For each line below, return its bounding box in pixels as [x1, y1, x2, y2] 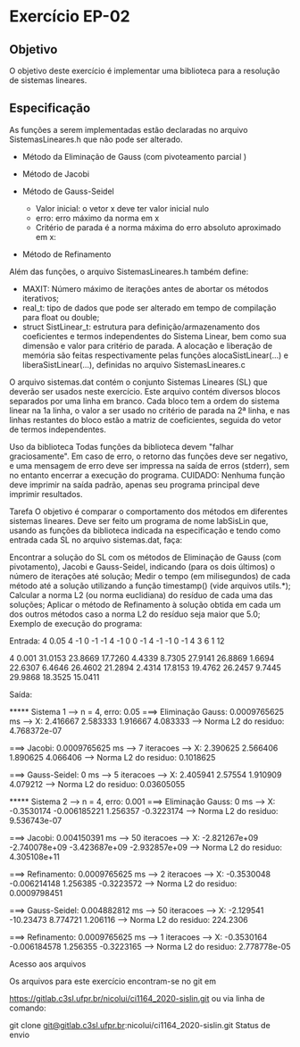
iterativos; [21, 293, 60, 303]
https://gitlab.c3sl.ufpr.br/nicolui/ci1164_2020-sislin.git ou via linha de [9, 993, 265, 1003]
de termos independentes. [9, 424, 107, 435]
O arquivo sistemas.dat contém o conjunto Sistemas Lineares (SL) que [9, 377, 268, 387]
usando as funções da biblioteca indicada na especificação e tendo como [9, 525, 281, 536]
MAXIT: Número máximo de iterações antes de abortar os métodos [21, 283, 270, 294]
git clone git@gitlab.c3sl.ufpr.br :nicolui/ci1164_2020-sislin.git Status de [9, 1019, 271, 1030]
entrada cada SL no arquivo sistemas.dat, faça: [9, 534, 183, 545]
